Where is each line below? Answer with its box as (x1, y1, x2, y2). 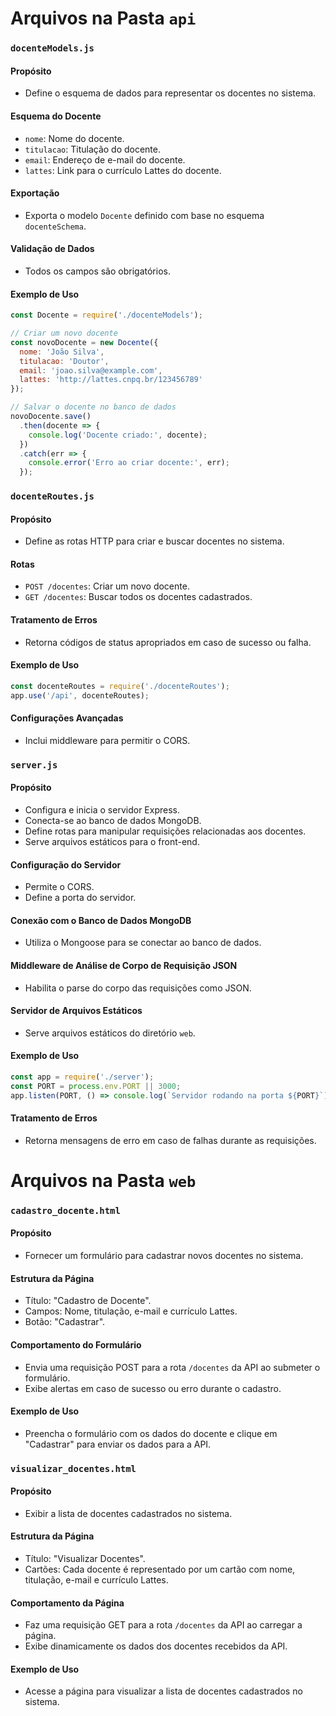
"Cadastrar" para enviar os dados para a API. (24, 1438, 212, 1450)
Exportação (10, 187, 60, 199)
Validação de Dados (10, 243, 95, 255)
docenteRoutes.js (10, 491, 95, 502)
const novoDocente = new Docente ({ (10, 337, 159, 347)
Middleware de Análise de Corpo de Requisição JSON (10, 959, 238, 971)
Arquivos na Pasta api (10, 7, 197, 30)
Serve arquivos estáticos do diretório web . (24, 1027, 196, 1039)
